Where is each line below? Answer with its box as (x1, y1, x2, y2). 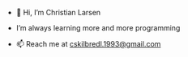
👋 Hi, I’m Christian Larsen (15, 8, 101, 17)
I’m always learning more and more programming (15, 23, 181, 32)
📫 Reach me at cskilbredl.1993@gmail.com (15, 39, 161, 48)
